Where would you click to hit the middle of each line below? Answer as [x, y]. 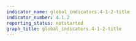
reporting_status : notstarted [45, 23]
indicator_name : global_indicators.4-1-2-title [68, 12]
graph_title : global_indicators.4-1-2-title [64, 29]
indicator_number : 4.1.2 [38, 17]
